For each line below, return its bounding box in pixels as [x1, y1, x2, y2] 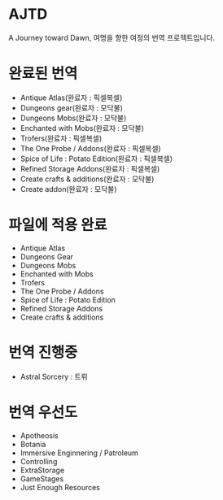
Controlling [20, 456, 58, 466]
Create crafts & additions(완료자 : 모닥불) [20, 174, 155, 184]
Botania [20, 439, 46, 449]
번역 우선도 [8, 403, 78, 421]
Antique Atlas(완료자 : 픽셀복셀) [20, 93, 123, 102]
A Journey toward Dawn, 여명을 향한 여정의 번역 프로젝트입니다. [8, 33, 216, 42]
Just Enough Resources [20, 482, 100, 492]
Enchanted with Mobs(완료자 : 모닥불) [20, 123, 145, 133]
